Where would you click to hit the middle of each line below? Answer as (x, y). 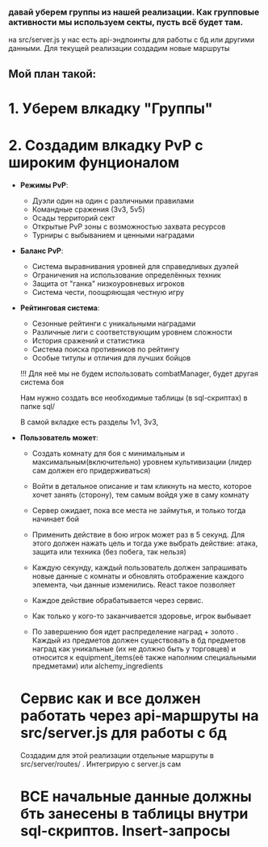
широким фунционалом (94, 163)
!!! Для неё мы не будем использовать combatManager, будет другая (139, 373)
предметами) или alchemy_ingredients (98, 666)
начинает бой (55, 519)
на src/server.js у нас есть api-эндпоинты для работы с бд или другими (132, 40)
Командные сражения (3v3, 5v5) (88, 209)
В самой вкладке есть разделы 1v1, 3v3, (89, 422)
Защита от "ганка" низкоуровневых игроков (108, 283)
